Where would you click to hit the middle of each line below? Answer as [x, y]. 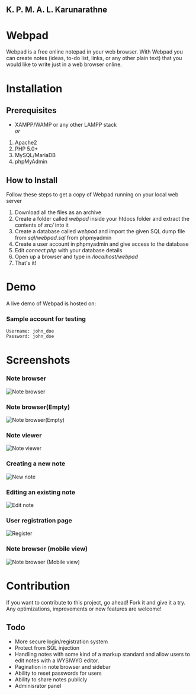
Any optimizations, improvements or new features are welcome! [84, 609]
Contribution [38, 586]
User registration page [39, 520]
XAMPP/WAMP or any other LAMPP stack [66, 125]
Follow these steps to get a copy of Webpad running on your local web [92, 195]
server [14, 201]
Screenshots [38, 360]
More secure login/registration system [61, 641]
